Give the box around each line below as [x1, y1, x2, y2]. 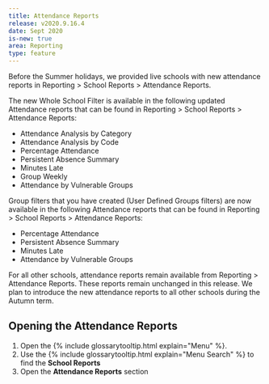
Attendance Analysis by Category [19, 129, 132, 138]
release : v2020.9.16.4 [8, 19, 85, 27]
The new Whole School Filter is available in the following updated [8, 96, 225, 105]
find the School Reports [19, 357, 101, 368]
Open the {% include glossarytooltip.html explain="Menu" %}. [19, 340, 228, 350]
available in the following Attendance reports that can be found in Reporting [8, 205, 260, 214]
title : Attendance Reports [8, 11, 99, 20]
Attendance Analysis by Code [19, 137, 120, 146]
